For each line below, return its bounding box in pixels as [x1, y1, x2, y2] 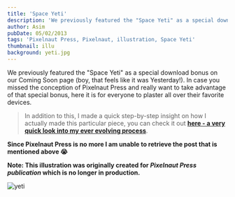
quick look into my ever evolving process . [24, 126, 148, 135]
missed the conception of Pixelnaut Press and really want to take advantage [7, 83, 226, 92]
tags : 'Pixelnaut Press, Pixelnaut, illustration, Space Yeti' [7, 36, 196, 43]
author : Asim [7, 23, 45, 30]
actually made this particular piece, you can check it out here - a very [24, 119, 226, 127]
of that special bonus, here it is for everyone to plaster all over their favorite [7, 90, 225, 98]
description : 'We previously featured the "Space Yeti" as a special [7, 17, 215, 24]
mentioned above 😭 [7, 147, 68, 156]
